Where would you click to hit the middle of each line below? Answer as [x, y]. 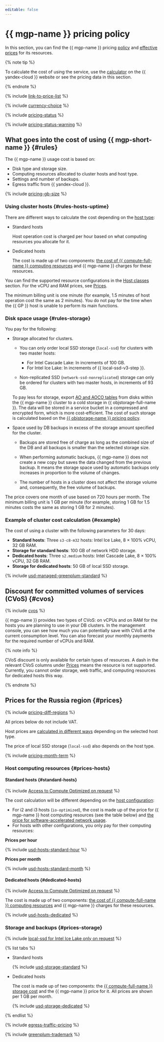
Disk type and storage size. [40, 169]
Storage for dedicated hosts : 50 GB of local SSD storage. [70, 566]
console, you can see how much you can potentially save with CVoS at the [80, 631]
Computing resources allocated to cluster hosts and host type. [75, 174]
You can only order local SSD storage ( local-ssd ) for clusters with [86, 348]
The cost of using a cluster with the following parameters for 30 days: [75, 531]
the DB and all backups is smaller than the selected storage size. [85, 447]
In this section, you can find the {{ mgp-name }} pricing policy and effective [81, 48]
